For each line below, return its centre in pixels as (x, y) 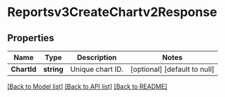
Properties (31, 38)
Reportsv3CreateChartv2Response (112, 12)
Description (97, 58)
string (53, 69)
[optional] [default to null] (173, 69)
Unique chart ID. (97, 69)
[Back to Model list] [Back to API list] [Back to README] (87, 87)
